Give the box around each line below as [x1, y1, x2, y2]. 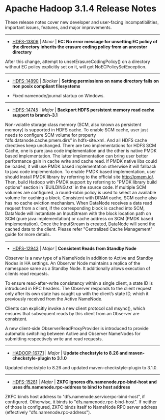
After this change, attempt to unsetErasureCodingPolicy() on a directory [5, 59, 151, 64]
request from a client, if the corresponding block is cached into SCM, [5, 205, 145, 211]
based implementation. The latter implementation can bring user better [5, 153, 148, 159]
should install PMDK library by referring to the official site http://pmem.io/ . [5, 174, 155, 180]
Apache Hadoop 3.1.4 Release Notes [5, 3, 157, 14]
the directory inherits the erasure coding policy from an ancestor [12, 44, 147, 50]
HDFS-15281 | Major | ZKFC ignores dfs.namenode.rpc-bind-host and [12, 379, 157, 385]
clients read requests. [5, 270, 49, 276]
